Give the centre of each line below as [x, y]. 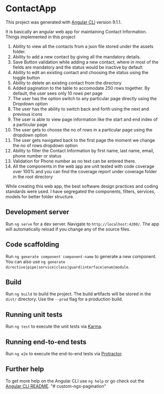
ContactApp [31, 9]
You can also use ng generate [35, 262]
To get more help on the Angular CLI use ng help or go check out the [75, 381]
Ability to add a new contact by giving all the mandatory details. [77, 56]
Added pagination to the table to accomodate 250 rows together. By [81, 88]
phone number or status [37, 156]
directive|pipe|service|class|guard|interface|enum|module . [68, 267]
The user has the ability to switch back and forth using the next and [81, 109]
